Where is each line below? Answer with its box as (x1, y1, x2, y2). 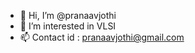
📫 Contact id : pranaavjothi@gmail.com (19, 31, 185, 43)
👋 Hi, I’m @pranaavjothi (19, 10, 117, 21)
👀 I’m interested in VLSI (19, 20, 117, 32)
